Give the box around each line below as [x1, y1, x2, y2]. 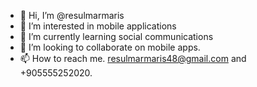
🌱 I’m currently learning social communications [19, 31, 214, 42]
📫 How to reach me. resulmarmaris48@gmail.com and [19, 53, 247, 64]
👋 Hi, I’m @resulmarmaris [19, 10, 125, 21]
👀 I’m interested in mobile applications [19, 20, 177, 32]
